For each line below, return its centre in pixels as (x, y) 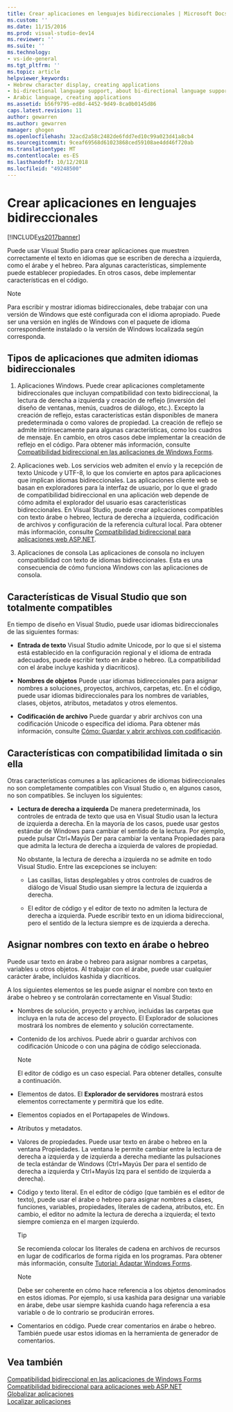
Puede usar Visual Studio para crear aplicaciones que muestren (98, 250)
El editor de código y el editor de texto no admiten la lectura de (118, 908)
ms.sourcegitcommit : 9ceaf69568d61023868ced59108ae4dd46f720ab (101, 143)
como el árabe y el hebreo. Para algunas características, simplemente (107, 265)
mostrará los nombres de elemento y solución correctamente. (105, 1025)
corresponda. (27, 336)
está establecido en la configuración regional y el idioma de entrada (114, 653)
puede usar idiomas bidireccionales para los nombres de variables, (113, 696)
